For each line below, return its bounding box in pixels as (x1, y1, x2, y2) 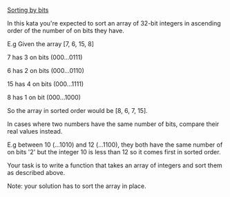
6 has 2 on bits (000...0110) (7, 67, 85, 74)
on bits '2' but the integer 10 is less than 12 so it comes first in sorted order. (7, 148, 221, 156)
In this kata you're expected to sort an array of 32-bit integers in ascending (7, 19, 221, 27)
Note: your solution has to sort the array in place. (7, 182, 146, 190)
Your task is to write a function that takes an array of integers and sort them (7, 161, 222, 169)
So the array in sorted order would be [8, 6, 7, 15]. (7, 107, 148, 114)
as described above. (7, 169, 66, 176)
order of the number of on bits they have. (7, 27, 124, 34)
